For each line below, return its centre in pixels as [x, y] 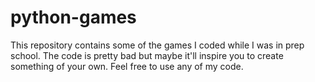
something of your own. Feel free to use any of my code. [127, 66]
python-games [73, 17]
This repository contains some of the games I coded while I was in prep [157, 45]
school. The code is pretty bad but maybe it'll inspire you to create [147, 55]
